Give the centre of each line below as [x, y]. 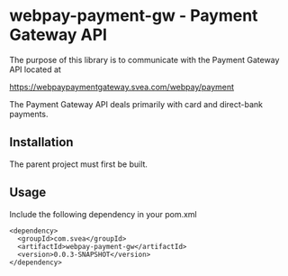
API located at [35, 69]
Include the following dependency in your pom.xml [103, 214]
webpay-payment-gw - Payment [134, 16]
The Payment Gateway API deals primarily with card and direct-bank [136, 104]
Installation [41, 142]
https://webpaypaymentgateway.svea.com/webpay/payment [122, 87]
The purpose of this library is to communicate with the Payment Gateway [144, 60]
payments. [29, 114]
